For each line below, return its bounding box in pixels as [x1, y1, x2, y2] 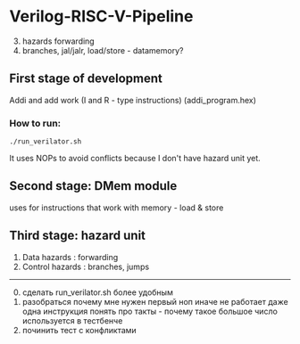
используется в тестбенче [21, 315, 123, 326]
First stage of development [9, 71, 163, 86]
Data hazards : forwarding [21, 251, 119, 262]
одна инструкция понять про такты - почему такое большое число [21, 306, 279, 316]
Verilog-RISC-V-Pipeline [9, 6, 194, 27]
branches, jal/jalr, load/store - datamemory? [21, 45, 184, 55]
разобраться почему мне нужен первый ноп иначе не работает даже [21, 296, 288, 307]
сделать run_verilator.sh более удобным [21, 287, 174, 298]
